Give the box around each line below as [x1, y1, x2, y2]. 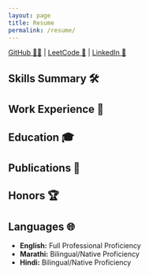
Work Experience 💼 [8, 103, 104, 116]
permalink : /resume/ [8, 26, 76, 34]
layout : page [8, 11, 51, 20]
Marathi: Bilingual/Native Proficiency [19, 250, 140, 259]
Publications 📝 [8, 161, 80, 175]
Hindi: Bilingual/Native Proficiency [19, 258, 132, 267]
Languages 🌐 [8, 220, 75, 233]
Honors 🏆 [8, 189, 60, 202]
